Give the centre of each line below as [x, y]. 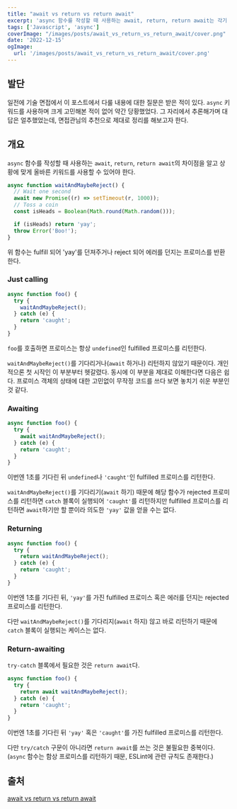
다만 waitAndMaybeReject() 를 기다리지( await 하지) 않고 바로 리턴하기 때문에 [112, 621]
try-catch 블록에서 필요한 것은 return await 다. [74, 665]
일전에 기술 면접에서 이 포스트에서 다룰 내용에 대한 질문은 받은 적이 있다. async [115, 102]
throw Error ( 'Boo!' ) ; [46, 231]
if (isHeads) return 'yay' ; [55, 224]
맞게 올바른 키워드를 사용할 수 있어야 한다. [78, 171]
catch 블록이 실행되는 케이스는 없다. [57, 630]
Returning [25, 528]
